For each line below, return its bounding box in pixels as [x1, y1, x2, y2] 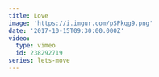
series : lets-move [8, 57, 70, 65]
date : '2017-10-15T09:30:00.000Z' [8, 26, 125, 34]
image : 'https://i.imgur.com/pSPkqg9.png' [8, 19, 153, 27]
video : [8, 34, 31, 43]
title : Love [8, 11, 48, 20]
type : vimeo [15, 42, 56, 50]
